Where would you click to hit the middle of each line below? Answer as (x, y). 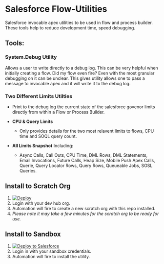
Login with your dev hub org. (41, 203)
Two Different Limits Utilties (39, 96)
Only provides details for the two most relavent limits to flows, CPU (87, 131)
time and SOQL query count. (48, 136)
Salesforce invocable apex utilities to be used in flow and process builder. (79, 23)
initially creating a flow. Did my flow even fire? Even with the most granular (80, 73)
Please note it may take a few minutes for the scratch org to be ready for (85, 214)
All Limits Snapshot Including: (43, 145)
